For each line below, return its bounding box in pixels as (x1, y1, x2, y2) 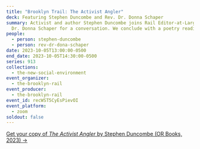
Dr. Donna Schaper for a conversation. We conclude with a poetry (11, 25, 180, 32)
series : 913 (6, 58, 36, 64)
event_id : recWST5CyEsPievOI (6, 97, 79, 103)
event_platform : (6, 103, 46, 109)
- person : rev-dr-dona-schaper (11, 42, 89, 48)
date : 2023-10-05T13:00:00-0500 (6, 48, 86, 54)
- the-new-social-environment (11, 70, 86, 76)
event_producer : (6, 86, 46, 92)
